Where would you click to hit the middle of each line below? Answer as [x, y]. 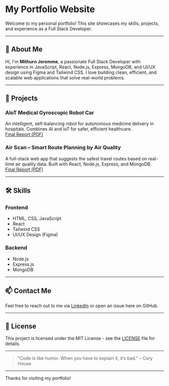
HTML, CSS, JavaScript [37, 219]
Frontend [17, 207]
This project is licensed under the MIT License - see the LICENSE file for [80, 338]
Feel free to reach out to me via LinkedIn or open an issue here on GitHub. [82, 306]
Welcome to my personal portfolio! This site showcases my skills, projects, [82, 23]
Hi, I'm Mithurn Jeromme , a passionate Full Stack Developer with [73, 61]
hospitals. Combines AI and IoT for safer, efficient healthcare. [69, 129]
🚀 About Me [24, 49]
